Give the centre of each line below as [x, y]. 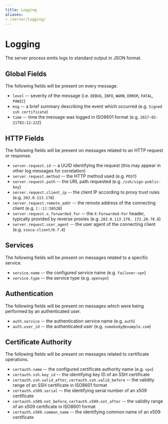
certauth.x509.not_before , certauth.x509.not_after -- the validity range [88, 401]
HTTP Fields [25, 138]
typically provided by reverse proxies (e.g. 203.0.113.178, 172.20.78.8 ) [87, 219]
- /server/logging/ [26, 19]
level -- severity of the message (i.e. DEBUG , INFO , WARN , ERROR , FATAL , [83, 96]
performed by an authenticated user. [43, 311]
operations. [17, 360]
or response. [18, 155]
